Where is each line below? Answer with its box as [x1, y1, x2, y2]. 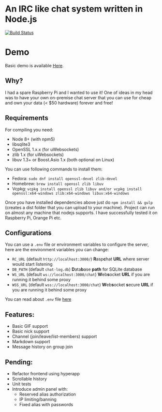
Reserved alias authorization [19, 391, 76, 397]
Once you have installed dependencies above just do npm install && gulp [5, 199, 153, 205]
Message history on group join [12, 344, 73, 350]
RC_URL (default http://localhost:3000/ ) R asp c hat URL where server [12, 256, 149, 262]
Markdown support [12, 339, 50, 345]
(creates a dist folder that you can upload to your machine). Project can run [5, 204, 155, 210]
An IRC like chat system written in [5, 3, 143, 15]
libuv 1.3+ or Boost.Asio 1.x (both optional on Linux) [12, 156, 115, 163]
